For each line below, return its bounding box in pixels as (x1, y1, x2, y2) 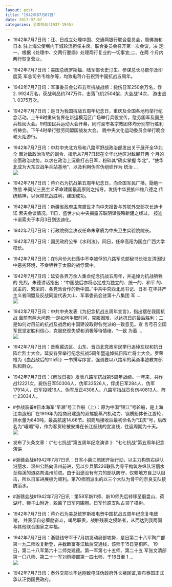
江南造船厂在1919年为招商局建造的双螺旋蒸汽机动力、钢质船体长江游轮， (12, 411, 166, 417)
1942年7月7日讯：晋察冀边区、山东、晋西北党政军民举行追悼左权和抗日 (12, 344, 163, 350)
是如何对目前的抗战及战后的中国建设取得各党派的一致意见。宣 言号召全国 (12, 321, 167, 327)
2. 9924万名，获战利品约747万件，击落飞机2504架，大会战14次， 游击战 (12, 90, 166, 97)
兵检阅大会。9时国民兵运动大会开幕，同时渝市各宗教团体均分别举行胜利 (12, 121, 164, 127)
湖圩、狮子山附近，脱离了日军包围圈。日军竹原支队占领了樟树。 (12, 500, 147, 506)
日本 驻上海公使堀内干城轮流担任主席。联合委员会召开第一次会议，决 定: (12, 43, 165, 49)
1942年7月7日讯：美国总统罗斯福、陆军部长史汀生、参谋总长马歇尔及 (12, 67, 159, 73)
